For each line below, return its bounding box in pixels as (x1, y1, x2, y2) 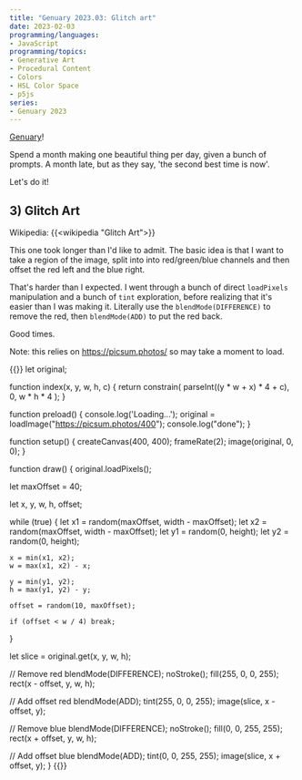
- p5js (9, 89, 35, 98)
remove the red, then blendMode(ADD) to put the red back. (9, 311, 223, 322)
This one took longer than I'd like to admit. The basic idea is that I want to (9, 245, 284, 256)
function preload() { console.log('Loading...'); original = (9, 409, 216, 420)
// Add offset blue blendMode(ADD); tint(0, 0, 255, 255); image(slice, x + (9, 751, 281, 762)
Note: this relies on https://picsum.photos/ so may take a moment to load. (9, 346, 285, 357)
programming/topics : (9, 47, 88, 56)
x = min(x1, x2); (9, 553, 75, 563)
